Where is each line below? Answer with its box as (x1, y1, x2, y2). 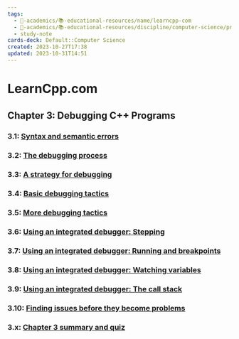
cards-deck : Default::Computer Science (7, 37, 126, 44)
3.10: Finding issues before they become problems (7, 303, 186, 313)
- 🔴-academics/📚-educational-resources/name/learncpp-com (14, 17, 192, 24)
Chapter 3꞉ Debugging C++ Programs (7, 109, 176, 122)
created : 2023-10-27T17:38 (7, 43, 87, 50)
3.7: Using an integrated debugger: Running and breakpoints (7, 246, 221, 256)
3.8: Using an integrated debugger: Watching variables (7, 264, 201, 274)
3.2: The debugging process (7, 151, 108, 161)
